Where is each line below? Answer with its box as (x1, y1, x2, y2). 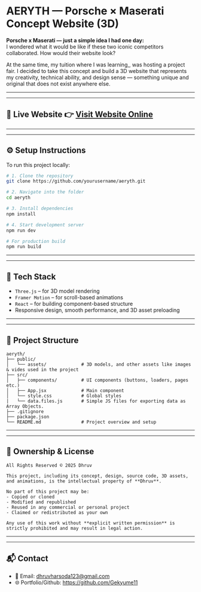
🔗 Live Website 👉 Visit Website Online (6, 110, 154, 120)
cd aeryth (6, 195, 31, 201)
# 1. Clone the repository (6, 172, 74, 179)
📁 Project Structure (6, 335, 79, 345)
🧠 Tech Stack (6, 271, 56, 282)
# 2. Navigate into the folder (6, 189, 84, 195)
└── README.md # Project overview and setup (6, 419, 157, 425)
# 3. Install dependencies (6, 205, 74, 212)
